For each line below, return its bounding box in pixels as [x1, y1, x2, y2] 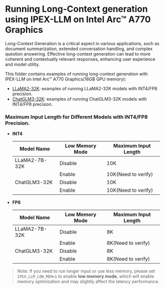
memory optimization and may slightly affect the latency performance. [17, 279, 160, 285]
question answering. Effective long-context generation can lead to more [5, 51, 151, 57]
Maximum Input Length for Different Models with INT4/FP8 [5, 113, 148, 120]
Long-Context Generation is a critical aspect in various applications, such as [5, 40, 160, 46]
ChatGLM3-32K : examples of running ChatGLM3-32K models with [12, 96, 147, 102]
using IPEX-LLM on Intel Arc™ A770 [5, 14, 151, 25]
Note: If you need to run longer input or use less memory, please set [17, 268, 156, 274]
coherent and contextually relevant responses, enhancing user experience [5, 56, 156, 62]
